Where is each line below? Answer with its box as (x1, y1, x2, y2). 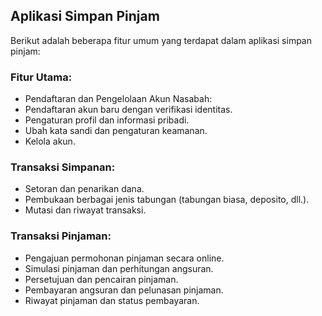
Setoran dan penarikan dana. (24, 183, 145, 195)
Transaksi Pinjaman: (10, 229, 112, 243)
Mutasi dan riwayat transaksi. (24, 204, 147, 216)
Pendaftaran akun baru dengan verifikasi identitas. (24, 104, 233, 116)
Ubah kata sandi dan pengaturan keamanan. (24, 125, 208, 137)
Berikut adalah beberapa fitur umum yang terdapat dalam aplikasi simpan (10, 34, 313, 46)
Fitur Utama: (10, 70, 73, 84)
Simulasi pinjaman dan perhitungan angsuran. (24, 262, 214, 274)
